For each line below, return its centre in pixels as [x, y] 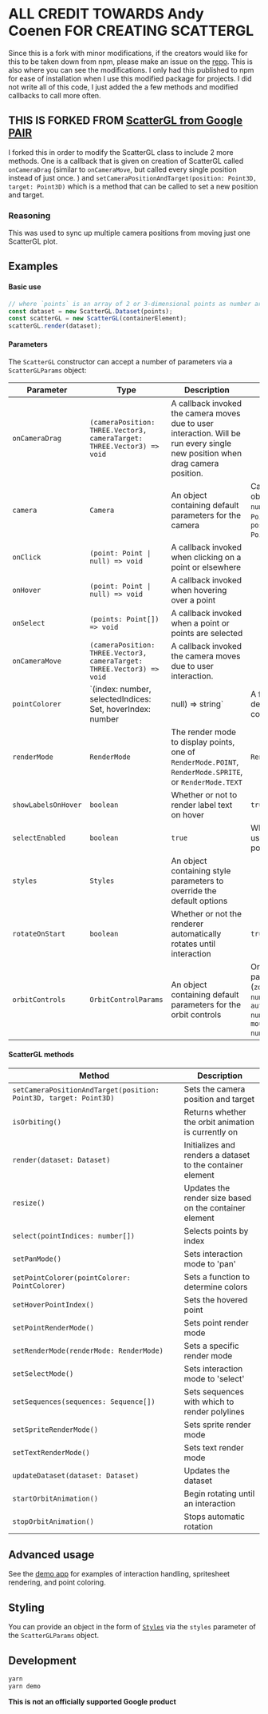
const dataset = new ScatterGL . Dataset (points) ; [91, 311]
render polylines [214, 1411]
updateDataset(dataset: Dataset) [76, 1475]
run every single [201, 443]
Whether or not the [206, 914]
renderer [187, 924]
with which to [209, 1402]
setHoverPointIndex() [53, 1304]
